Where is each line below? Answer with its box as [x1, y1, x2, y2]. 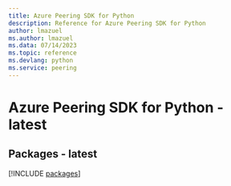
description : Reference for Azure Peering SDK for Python [8, 19, 206, 27]
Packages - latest [8, 148, 98, 161]
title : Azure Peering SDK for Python [8, 11, 135, 20]
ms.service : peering [8, 64, 78, 72]
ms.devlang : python [8, 57, 74, 65]
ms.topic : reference [8, 49, 78, 57]
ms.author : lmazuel [8, 34, 74, 42]
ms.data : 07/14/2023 [8, 42, 78, 50]
